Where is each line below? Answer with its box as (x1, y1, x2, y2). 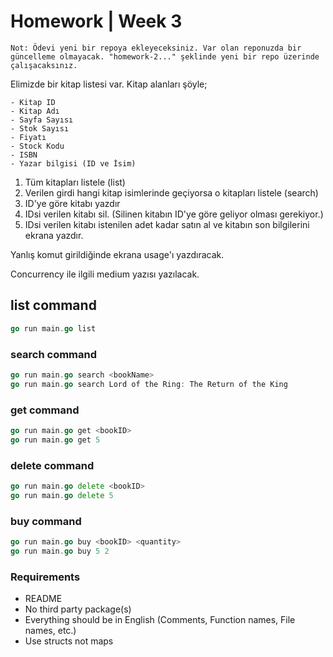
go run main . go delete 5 (10, 490, 114, 500)
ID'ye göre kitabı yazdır (24, 197, 121, 209)
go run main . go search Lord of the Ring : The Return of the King (10, 379, 288, 389)
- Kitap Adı (10, 106, 60, 116)
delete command (10, 458, 95, 472)
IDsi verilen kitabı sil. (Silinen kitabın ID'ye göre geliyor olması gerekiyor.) (24, 208, 324, 220)
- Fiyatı (10, 132, 47, 142)
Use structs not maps (24, 635, 114, 647)
